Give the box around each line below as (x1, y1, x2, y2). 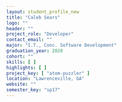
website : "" (6, 82, 36, 88)
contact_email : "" (6, 37, 52, 43)
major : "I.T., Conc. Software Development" (6, 43, 117, 49)
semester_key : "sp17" (6, 87, 61, 93)
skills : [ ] (6, 59, 36, 65)
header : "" (6, 25, 34, 32)
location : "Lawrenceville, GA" (6, 76, 85, 82)
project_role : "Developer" (6, 31, 74, 37)
